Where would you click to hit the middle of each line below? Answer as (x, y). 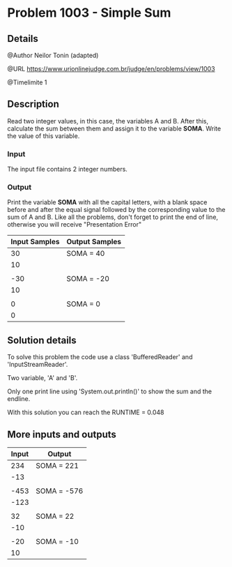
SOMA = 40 (85, 254)
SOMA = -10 (57, 542)
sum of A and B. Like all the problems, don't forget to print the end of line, (113, 217)
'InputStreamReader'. (38, 365)
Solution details (42, 340)
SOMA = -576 (60, 491)
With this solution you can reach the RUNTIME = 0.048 (86, 412)
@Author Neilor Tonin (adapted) (53, 55)
